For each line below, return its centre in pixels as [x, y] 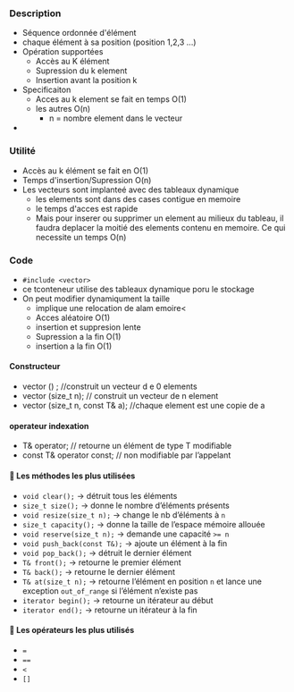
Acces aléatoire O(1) [73, 317]
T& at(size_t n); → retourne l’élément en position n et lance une [142, 581]
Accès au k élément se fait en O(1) [85, 170]
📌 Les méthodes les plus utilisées [72, 476]
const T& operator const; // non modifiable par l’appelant [126, 455]
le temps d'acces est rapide [87, 208]
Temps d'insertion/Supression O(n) [87, 180]
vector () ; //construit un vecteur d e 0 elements [110, 386]
